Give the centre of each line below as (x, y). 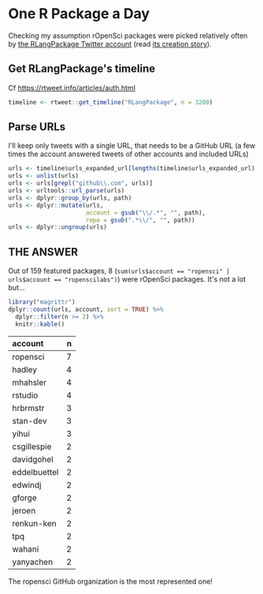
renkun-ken (34, 523)
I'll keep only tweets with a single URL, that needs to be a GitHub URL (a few (132, 146)
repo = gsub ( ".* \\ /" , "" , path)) (140, 220)
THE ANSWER (43, 252)
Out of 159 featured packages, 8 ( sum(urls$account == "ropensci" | (119, 271)
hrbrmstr (28, 408)
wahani (26, 549)
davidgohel (33, 459)
